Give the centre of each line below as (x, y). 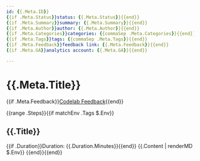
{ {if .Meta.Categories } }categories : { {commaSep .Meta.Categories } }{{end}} (101, 34)
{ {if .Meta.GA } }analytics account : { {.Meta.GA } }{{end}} (77, 50)
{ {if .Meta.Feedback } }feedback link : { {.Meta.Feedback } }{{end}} (87, 45)
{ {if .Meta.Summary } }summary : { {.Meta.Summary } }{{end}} (77, 23)
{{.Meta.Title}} (44, 85)
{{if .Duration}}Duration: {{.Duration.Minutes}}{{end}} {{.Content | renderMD (99, 146)
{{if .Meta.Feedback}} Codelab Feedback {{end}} (65, 101)
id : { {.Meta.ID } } (28, 12)
